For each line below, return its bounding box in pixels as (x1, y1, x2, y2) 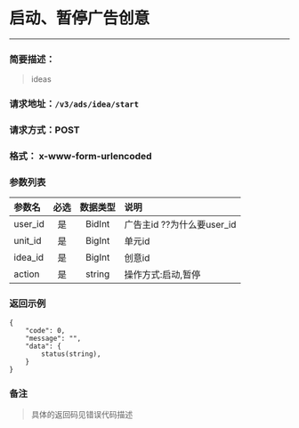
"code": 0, (25, 326, 66, 335)
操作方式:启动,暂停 (124, 269, 201, 281)
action (13, 268, 40, 280)
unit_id (13, 235, 42, 247)
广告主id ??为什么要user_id (124, 219, 237, 231)
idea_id (13, 251, 44, 263)
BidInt (85, 218, 110, 230)
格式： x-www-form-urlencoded (9, 150, 153, 162)
